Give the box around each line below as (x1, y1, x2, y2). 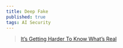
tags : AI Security (6, 19, 51, 25)
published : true (6, 14, 46, 20)
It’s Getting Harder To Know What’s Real (20, 36, 117, 43)
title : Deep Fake (6, 8, 49, 15)
